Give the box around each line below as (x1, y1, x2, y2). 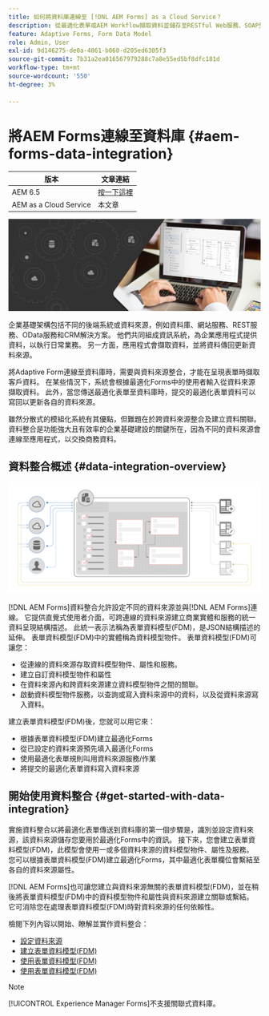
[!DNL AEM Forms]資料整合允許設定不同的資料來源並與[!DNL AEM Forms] (8, 602, 251, 612)
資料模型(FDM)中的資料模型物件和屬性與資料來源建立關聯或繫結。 (35, 892, 254, 901)
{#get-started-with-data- (94, 789, 226, 803)
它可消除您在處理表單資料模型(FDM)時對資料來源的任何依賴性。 (8, 901, 219, 911)
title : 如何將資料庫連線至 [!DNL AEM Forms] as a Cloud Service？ (8, 13, 223, 21)
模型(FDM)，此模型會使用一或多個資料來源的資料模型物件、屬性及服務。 (14, 845, 254, 854)
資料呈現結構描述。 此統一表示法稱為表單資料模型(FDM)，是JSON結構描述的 (8, 622, 261, 632)
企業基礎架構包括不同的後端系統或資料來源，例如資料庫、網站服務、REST (8, 320, 251, 329)
